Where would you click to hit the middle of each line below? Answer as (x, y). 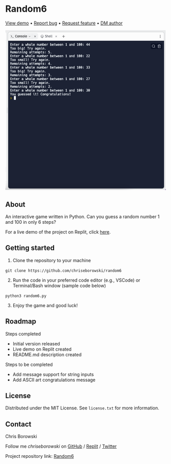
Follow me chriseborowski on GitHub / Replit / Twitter (61, 446)
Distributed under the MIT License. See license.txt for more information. (82, 408)
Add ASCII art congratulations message (54, 380)
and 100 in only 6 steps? (31, 222)
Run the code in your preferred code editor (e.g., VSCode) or (76, 280)
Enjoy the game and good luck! (45, 305)
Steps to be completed (29, 364)
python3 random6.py (26, 296)
